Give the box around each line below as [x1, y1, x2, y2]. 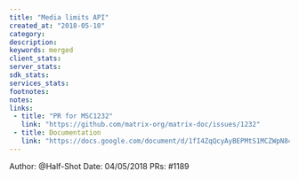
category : [9, 29, 46, 38]
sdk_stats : [9, 71, 50, 80]
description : [9, 37, 58, 47]
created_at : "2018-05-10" [9, 21, 105, 30]
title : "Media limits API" [9, 12, 109, 22]
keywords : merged [9, 46, 74, 55]
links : [9, 104, 34, 113]
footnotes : [9, 87, 50, 96]
